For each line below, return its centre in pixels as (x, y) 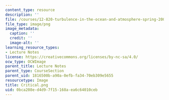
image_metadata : (22, 29)
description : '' (22, 15)
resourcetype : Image (27, 80)
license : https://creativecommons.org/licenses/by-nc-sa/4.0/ (72, 57)
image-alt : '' (24, 43)
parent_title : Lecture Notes (36, 66)
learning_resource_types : (32, 47)
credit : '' (21, 38)
